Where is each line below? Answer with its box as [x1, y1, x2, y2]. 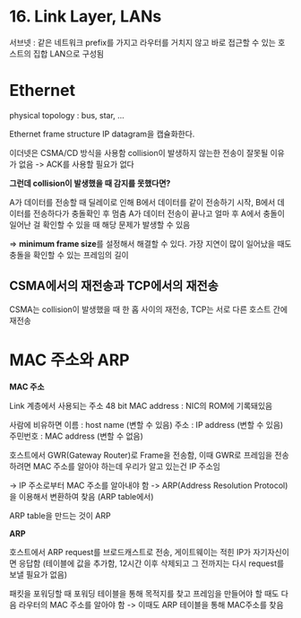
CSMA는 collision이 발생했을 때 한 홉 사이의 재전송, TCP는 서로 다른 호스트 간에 [9, 303, 288, 315]
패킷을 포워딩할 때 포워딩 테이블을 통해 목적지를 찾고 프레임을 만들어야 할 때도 [9, 588, 279, 598]
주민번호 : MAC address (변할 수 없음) [9, 431, 143, 441]
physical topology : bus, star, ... [9, 109, 125, 120]
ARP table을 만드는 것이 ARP [9, 509, 111, 521]
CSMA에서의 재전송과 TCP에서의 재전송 [9, 278, 219, 293]
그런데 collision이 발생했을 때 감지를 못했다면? [9, 178, 171, 188]
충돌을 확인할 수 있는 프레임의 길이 [9, 249, 129, 260]
